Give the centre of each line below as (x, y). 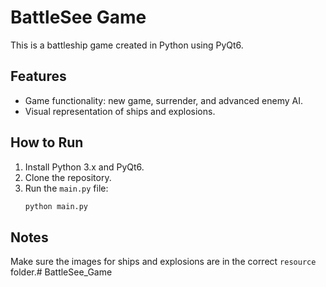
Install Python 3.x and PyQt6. (84, 167)
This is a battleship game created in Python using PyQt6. (127, 45)
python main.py (56, 206)
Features (38, 76)
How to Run (47, 142)
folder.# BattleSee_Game (61, 272)
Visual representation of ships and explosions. (120, 111)
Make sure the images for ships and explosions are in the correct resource (163, 262)
